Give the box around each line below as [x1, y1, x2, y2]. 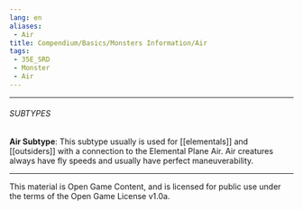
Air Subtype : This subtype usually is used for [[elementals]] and [9, 136, 249, 147]
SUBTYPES [9, 108, 51, 119]
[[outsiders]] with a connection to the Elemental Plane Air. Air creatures [9, 145, 273, 156]
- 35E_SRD [13, 55, 50, 64]
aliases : [9, 22, 42, 31]
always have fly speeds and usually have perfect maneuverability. [9, 155, 254, 166]
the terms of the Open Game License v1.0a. [9, 190, 170, 201]
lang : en [9, 13, 42, 23]
